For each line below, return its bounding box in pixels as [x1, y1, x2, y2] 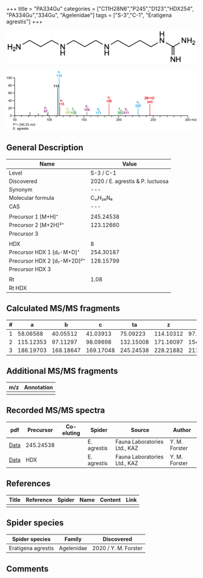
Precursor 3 [8, 230, 39, 237]
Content [99, 496, 121, 504]
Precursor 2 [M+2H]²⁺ [8, 222, 65, 229]
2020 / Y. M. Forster [92, 544, 143, 551]
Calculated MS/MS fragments [6, 303, 120, 313]
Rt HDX [8, 284, 27, 292]
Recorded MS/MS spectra [6, 405, 106, 416]
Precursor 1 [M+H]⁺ [8, 213, 59, 220]
